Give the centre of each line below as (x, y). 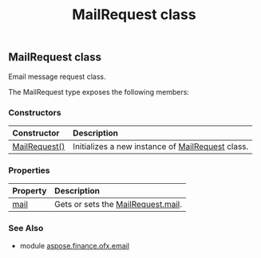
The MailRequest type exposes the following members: (99, 92)
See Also (26, 229)
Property (30, 191)
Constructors (35, 112)
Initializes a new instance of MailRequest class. (161, 147)
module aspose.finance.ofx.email (75, 245)
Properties (29, 170)
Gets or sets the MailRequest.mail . (118, 205)
